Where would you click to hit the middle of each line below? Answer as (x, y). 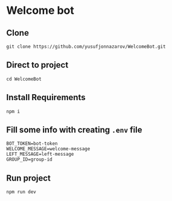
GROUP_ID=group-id (29, 160)
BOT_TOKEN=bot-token (32, 144)
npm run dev (21, 192)
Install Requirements (46, 97)
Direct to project (37, 65)
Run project (29, 178)
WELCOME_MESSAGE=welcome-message (48, 149)
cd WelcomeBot (24, 79)
